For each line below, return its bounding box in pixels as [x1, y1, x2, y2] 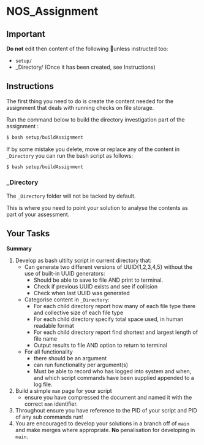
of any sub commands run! [15, 413, 84, 420]
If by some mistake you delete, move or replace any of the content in [6, 145, 179, 153]
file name [33, 335, 58, 342]
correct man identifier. [24, 400, 78, 408]
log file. [33, 381, 53, 388]
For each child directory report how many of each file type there [33, 302, 196, 309]
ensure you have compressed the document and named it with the [24, 393, 192, 401]
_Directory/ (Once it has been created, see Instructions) [15, 63, 156, 71]
